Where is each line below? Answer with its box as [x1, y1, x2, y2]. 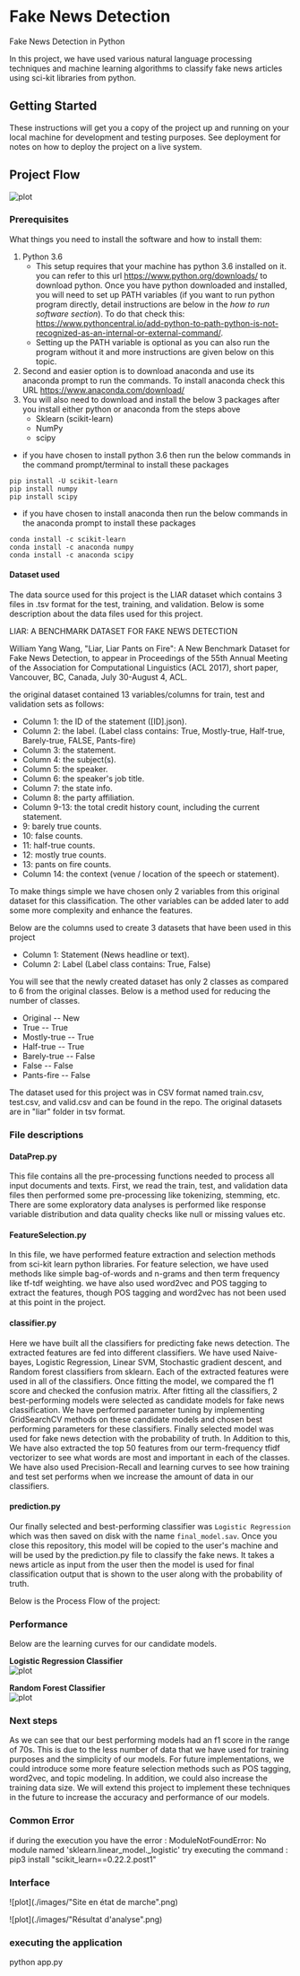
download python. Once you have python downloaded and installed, [35, 280, 288, 291]
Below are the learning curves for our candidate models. [9, 1639, 218, 1650]
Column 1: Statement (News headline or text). [21, 949, 190, 961]
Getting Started [9, 99, 98, 114]
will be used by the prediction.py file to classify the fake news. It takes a [9, 1549, 275, 1560]
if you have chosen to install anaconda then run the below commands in [21, 508, 288, 518]
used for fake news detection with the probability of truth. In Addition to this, [9, 1432, 291, 1443]
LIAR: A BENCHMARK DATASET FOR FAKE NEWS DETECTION [9, 626, 238, 637]
